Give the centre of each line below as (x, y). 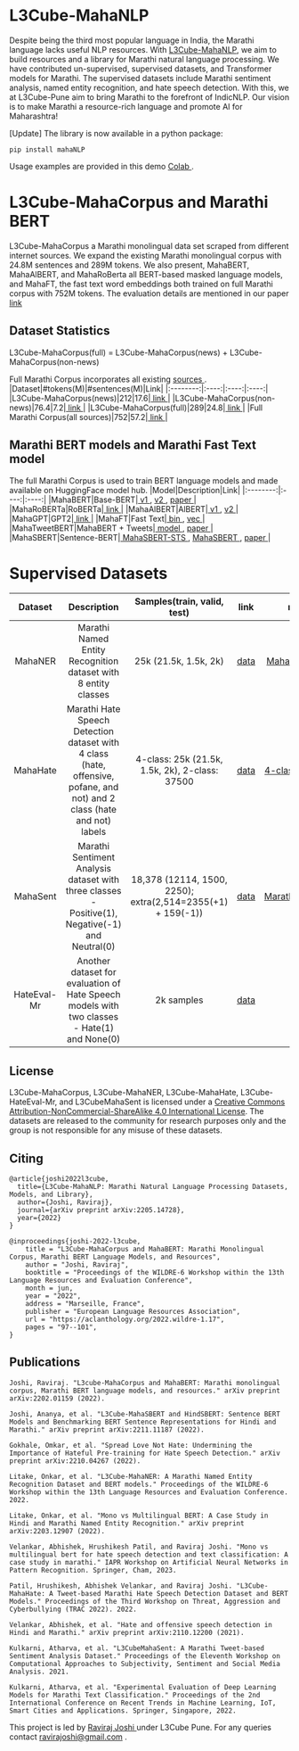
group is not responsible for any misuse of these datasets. (116, 1130)
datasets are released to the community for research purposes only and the (148, 1121)
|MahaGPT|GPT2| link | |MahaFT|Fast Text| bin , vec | (107, 518)
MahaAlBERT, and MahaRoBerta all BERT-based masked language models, (146, 274)
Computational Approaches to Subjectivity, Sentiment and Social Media (145, 1664)
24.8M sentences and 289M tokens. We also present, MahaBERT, (129, 265)
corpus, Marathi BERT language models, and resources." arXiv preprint (145, 1391)
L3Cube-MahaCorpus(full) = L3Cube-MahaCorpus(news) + (119, 352)
